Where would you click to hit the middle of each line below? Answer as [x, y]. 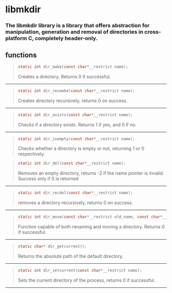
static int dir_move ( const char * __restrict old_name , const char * [90, 217]
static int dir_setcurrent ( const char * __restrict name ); [80, 270]
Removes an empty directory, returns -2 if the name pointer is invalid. [91, 173]
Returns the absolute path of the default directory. [71, 256]
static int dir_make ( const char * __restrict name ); [73, 67]
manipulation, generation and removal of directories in [74, 32]
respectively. [31, 154]
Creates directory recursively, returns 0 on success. [73, 101]
